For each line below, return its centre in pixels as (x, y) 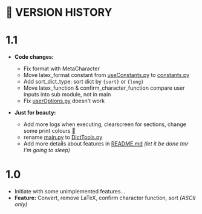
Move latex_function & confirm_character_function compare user (104, 88)
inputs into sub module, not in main (67, 95)
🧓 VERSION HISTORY (59, 12)
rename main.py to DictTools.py (63, 137)
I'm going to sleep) (47, 150)
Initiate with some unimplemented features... (70, 192)
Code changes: (34, 57)
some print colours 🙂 (50, 131)
